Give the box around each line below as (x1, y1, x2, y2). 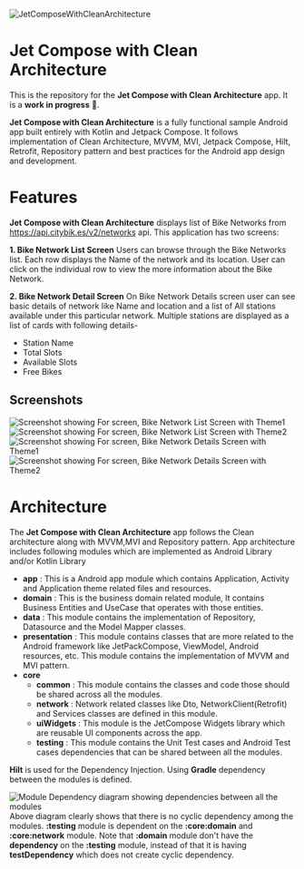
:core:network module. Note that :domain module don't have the (9, 830, 254, 841)
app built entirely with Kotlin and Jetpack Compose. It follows (9, 126, 239, 137)
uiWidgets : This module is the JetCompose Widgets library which (35, 718, 286, 728)
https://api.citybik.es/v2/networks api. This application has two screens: (9, 227, 279, 238)
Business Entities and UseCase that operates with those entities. (22, 601, 264, 612)
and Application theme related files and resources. (22, 582, 211, 593)
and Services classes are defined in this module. (35, 708, 218, 718)
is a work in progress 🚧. (9, 99, 100, 110)
